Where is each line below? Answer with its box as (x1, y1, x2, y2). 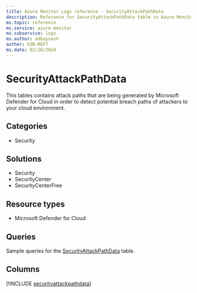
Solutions (6, 154, 42, 164)
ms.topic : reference (6, 19, 57, 25)
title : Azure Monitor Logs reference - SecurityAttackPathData (6, 8, 164, 15)
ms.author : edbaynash (6, 36, 59, 42)
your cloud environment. (6, 104, 66, 111)
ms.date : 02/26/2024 (6, 47, 57, 53)
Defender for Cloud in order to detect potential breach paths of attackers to (6, 98, 188, 105)
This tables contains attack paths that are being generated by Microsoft (6, 92, 179, 99)
